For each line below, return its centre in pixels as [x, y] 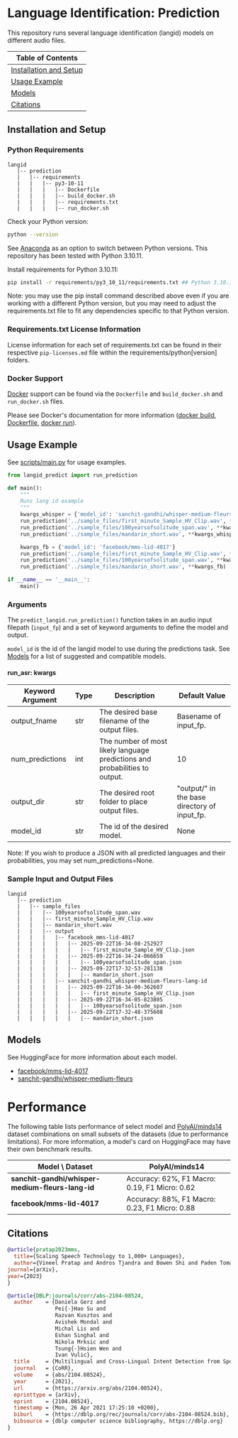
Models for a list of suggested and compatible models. [87, 656]
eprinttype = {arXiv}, [47, 1395]
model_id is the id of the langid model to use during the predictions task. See [119, 649]
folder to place [123, 802]
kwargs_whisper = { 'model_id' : [66, 514]
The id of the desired [134, 827]
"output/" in [196, 789]
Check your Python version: [48, 221]
